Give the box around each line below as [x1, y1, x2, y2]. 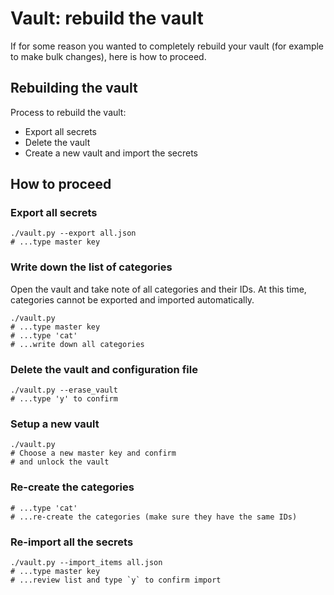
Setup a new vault [10, 417, 100, 431]
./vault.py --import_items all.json [10, 557, 163, 567]
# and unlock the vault [10, 457, 110, 467]
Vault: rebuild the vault [10, 7, 204, 30]
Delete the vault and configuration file [10, 362, 198, 376]
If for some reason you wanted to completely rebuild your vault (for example [10, 40, 325, 52]
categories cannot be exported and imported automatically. [10, 293, 255, 306]
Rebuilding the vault [10, 80, 138, 97]
